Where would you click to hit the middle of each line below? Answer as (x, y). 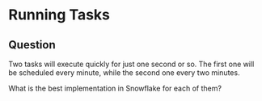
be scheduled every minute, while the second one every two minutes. (124, 73)
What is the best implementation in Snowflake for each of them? (115, 88)
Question (32, 45)
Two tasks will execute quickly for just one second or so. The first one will (131, 64)
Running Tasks (59, 15)
